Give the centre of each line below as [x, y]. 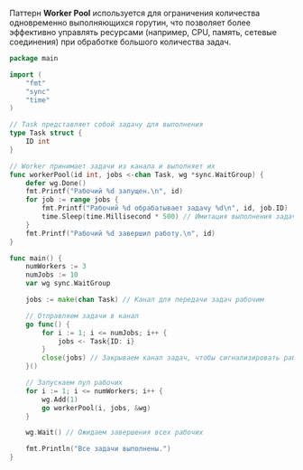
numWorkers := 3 [56, 267]
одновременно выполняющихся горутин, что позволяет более [130, 23]
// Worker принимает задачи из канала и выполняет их [113, 166]
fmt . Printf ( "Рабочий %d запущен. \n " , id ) [104, 192]
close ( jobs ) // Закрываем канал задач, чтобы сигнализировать [161, 358]
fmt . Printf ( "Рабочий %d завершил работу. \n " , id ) [121, 233]
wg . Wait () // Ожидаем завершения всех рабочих [115, 433]
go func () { [48, 324]
